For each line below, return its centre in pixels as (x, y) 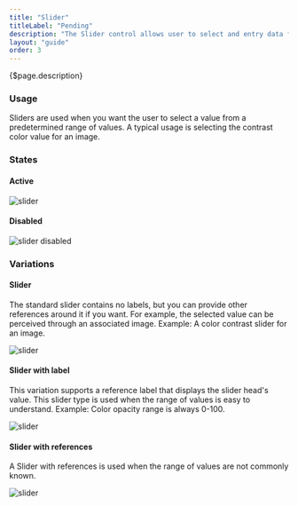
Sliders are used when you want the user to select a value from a (128, 118)
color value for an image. (55, 137)
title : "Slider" (39, 17)
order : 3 (25, 51)
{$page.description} (46, 75)
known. (23, 476)
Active (21, 181)
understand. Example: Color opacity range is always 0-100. (117, 409)
